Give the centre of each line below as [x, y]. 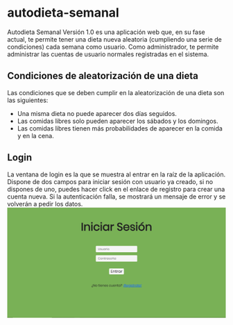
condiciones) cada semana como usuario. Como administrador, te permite [113, 47]
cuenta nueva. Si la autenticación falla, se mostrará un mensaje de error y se [116, 197]
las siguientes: [28, 100]
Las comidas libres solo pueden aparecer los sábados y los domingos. [118, 121]
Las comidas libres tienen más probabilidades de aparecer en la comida [120, 128]
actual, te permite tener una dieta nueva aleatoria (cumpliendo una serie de [114, 39]
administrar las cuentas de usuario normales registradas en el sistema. [108, 54]
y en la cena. [35, 135]
